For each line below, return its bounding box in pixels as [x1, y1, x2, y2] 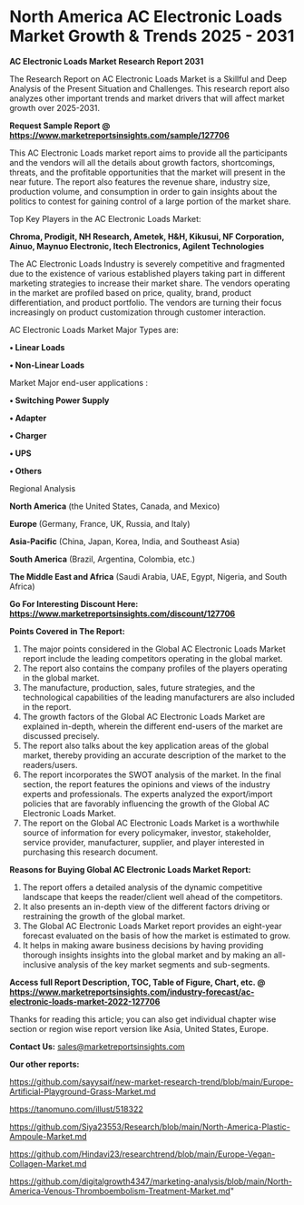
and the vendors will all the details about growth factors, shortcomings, [9, 157, 275, 167]
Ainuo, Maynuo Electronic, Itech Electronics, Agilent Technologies [9, 240, 265, 251]
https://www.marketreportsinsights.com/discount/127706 [9, 608, 236, 619]
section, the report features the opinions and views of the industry [22, 778, 270, 789]
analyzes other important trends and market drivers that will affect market [9, 93, 285, 104]
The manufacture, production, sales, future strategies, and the [22, 682, 256, 693]
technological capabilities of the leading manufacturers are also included [22, 692, 295, 703]
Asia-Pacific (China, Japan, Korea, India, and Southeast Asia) [9, 535, 240, 547]
